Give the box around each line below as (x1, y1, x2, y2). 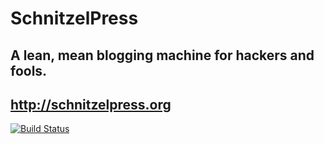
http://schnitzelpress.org (10, 96, 172, 113)
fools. (10, 62, 48, 79)
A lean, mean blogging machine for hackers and (10, 47, 315, 64)
